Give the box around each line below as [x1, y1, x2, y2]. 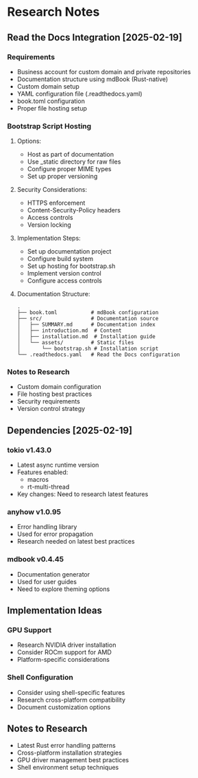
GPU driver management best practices [16, 755, 129, 764]
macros [27, 476, 49, 484]
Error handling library [16, 523, 77, 531]
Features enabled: [16, 468, 69, 476]
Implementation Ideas [7, 605, 103, 616]
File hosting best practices [16, 390, 92, 399]
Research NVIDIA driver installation [16, 641, 116, 649]
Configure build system [27, 255, 94, 263]
